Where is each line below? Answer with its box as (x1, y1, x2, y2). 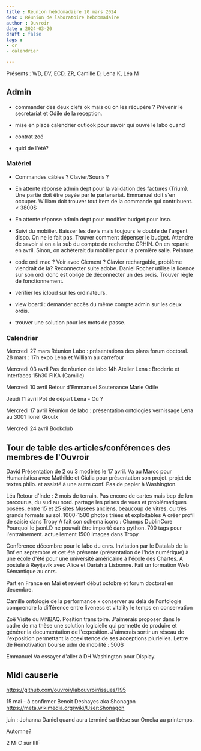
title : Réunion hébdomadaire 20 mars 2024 (6, 8, 117, 15)
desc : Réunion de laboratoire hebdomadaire (6, 14, 119, 20)
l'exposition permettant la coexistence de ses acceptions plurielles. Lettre (6, 634, 188, 641)
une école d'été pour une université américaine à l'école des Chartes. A (6, 555, 183, 562)
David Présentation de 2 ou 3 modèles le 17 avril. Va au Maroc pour (6, 468, 172, 475)
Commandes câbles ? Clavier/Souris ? (14, 173, 109, 181)
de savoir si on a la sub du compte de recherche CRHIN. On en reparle (14, 240, 189, 247)
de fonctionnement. (14, 277, 64, 285)
